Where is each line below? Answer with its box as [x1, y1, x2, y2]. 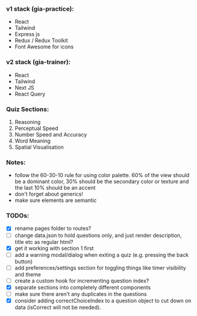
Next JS [14, 84, 34, 91]
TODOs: [6, 211, 29, 220]
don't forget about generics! [14, 191, 84, 198]
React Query [14, 90, 45, 97]
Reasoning [14, 118, 41, 125]
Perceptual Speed [14, 125, 59, 132]
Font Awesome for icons [14, 43, 74, 50]
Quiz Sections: [6, 105, 49, 113]
